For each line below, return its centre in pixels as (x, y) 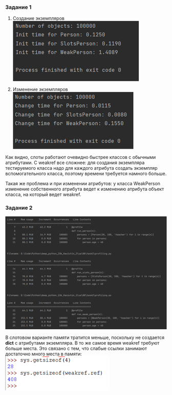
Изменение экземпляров (40, 89)
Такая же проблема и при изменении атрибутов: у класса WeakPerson (83, 184)
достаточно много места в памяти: (44, 354)
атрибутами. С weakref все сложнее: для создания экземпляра (75, 163)
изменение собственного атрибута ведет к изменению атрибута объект (85, 189)
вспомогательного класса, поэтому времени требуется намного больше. (86, 174)
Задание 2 (19, 208)
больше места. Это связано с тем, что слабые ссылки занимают (76, 348)
